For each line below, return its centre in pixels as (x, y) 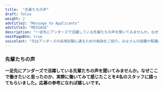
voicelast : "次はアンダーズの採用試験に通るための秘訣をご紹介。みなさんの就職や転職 (82, 41)
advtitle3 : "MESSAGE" (27, 28)
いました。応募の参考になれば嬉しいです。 (60, 83)
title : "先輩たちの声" (27, 9)
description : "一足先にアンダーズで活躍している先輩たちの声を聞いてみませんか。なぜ (82, 32)
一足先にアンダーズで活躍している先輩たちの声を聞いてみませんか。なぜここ (82, 71)
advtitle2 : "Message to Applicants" (42, 23)
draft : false (18, 14)
